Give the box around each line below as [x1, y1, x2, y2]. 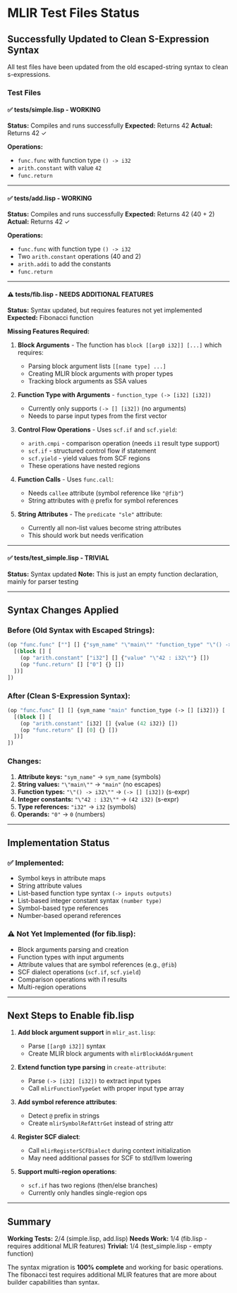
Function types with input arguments [17, 952, 125, 961]
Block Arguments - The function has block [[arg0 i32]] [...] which [17, 341, 222, 349]
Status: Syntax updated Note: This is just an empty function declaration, [7, 570, 219, 578]
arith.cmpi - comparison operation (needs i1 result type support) [28, 439, 220, 447]
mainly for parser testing [7, 577, 79, 586]
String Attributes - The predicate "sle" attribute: [17, 510, 163, 518]
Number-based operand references [17, 912, 121, 920]
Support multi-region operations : [17, 1168, 117, 1176]
